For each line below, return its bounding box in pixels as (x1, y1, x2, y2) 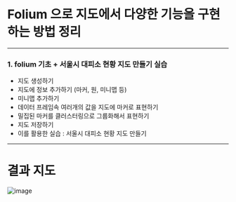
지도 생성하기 (17, 76, 54, 85)
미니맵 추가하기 (17, 94, 60, 102)
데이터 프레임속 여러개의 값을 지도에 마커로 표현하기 (17, 103, 159, 112)
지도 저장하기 (17, 121, 54, 129)
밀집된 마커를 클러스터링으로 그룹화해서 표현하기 (17, 112, 150, 120)
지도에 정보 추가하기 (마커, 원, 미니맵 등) (17, 86, 127, 94)
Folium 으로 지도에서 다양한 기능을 (7, 6, 195, 22)
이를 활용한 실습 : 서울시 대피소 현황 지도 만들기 (17, 129, 147, 137)
